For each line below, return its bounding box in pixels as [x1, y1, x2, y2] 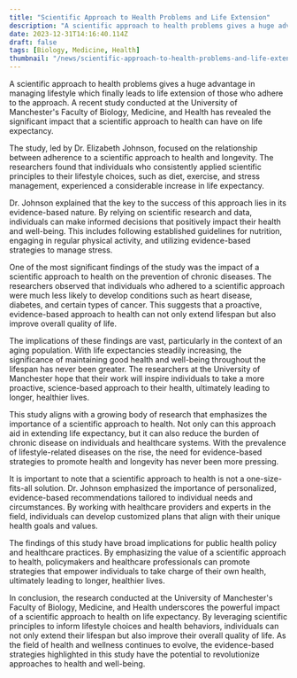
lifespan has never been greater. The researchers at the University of [9, 364, 261, 374]
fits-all [9, 483, 33, 493]
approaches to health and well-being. [9, 659, 146, 669]
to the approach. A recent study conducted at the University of [9, 97, 238, 107]
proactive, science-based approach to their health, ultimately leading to [9, 383, 270, 393]
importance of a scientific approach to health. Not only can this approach [9, 418, 277, 429]
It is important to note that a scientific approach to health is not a [9, 473, 245, 484]
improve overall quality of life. [9, 318, 118, 329]
